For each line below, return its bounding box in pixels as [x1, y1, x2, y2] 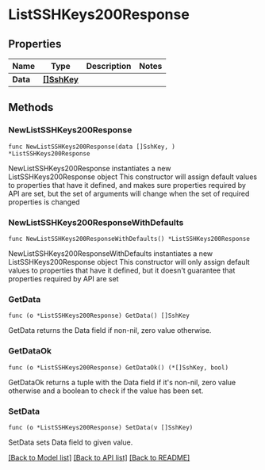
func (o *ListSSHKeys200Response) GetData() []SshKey [8, 311, 190, 320]
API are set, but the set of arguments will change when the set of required [8, 189, 250, 198]
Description [86, 61, 132, 71]
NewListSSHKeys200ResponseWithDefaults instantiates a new [8, 248, 213, 258]
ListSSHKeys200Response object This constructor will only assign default [8, 257, 250, 266]
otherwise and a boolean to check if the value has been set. [8, 386, 204, 395]
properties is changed [8, 197, 81, 207]
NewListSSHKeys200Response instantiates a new [8, 163, 171, 173]
